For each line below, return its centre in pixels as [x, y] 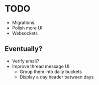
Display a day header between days [57, 77]
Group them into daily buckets [51, 71]
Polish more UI [27, 27]
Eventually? [24, 49]
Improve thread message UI [41, 66]
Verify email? [25, 61]
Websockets [25, 33]
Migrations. [24, 22]
